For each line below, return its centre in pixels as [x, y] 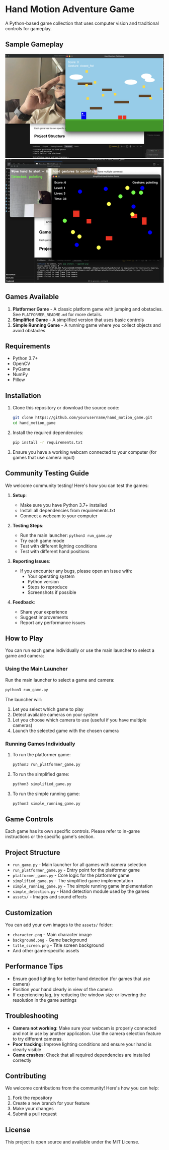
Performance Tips [34, 966]
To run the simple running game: [46, 794]
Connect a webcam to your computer [59, 516]
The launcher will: [24, 699]
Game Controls [29, 819]
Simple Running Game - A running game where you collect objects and [87, 325]
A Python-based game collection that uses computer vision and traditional [82, 23]
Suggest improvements [44, 617]
